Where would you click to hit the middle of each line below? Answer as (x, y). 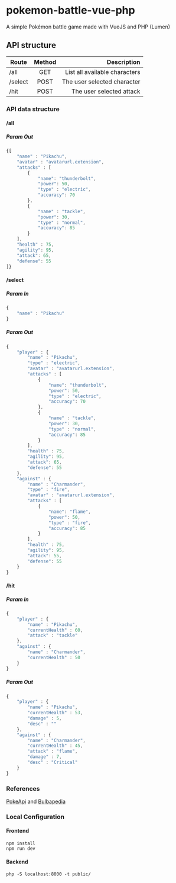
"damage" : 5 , (45, 718)
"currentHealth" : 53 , (55, 713)
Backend (17, 862)
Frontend (18, 831)
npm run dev (21, 849)
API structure (31, 45)
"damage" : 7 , (45, 757)
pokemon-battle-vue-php (71, 10)
